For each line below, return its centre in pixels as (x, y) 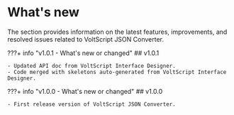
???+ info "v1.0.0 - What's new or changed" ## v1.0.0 (85, 91)
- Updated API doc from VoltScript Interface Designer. (91, 66)
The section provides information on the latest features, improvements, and (117, 32)
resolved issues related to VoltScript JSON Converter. (86, 39)
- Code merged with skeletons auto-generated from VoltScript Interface (117, 72)
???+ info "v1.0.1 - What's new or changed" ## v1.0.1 (83, 53)
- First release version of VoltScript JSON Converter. (91, 104)
